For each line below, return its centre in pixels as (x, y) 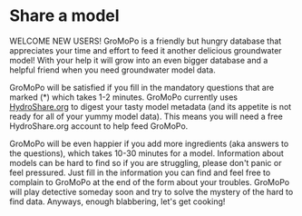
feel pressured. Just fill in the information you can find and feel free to (140, 172)
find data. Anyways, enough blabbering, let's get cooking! (117, 201)
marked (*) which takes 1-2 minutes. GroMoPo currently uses (124, 97)
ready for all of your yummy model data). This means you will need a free (146, 116)
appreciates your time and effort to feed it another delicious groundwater (146, 50)
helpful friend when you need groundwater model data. (112, 70)
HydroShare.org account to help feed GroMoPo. (99, 126)
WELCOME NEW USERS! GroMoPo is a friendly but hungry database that (146, 41)
